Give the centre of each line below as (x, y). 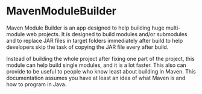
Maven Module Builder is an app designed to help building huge (85, 28)
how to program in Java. (36, 84)
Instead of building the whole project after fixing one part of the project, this (100, 58)
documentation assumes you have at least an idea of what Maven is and (96, 78)
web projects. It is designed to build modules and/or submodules (107, 34)
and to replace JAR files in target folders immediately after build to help (95, 40)
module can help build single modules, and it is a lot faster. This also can (96, 65)
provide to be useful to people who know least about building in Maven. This (101, 71)
